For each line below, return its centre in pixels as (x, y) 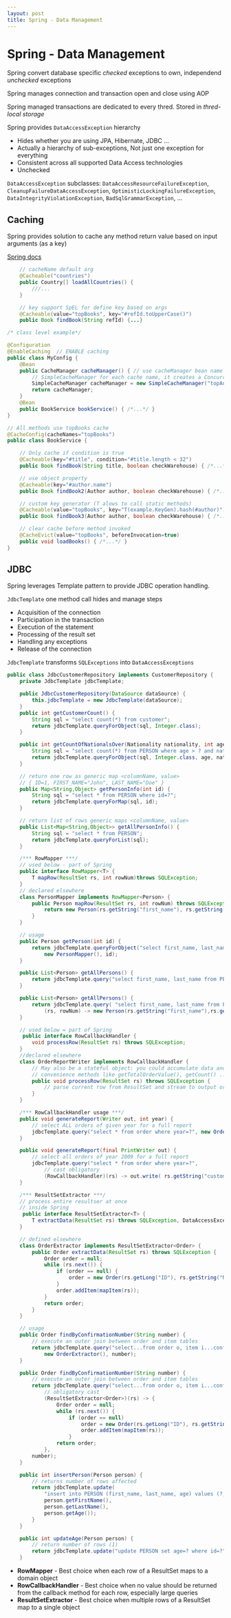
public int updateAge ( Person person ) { (77, 1538)
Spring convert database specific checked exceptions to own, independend (114, 73)
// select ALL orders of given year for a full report (112, 1125)
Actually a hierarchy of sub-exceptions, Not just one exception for (110, 148)
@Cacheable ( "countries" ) (55, 276)
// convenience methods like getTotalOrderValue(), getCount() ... (130, 1075)
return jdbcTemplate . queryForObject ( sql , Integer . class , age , (123, 757)
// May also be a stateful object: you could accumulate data (123, 1068)
